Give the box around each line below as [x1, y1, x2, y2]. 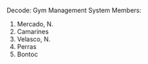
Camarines [16, 28, 49, 36]
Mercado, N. [16, 20, 54, 28]
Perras [16, 43, 37, 50]
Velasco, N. [16, 35, 51, 43]
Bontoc [16, 50, 38, 58]
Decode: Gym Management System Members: [6, 6, 142, 14]
